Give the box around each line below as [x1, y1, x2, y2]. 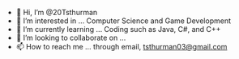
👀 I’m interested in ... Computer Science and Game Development [15, 16, 231, 26]
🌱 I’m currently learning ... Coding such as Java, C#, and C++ [15, 25, 221, 33]
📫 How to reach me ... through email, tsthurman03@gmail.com [15, 42, 228, 51]
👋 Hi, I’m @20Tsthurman [15, 8, 98, 17]
